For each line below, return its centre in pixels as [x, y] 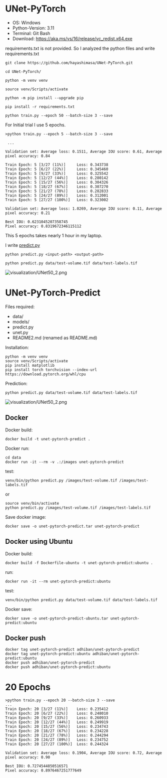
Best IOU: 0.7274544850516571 [37, 766]
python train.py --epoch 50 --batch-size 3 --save [59, 115]
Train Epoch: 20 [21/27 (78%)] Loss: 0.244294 [57, 735]
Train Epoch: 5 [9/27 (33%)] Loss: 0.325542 [57, 174]
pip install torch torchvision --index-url [51, 370]
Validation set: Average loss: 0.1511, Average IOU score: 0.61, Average [84, 151]
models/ [21, 322]
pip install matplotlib [30, 365]
